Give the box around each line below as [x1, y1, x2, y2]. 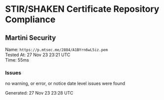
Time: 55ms [5, 57, 30, 63]
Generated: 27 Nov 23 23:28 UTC [5, 90, 73, 96]
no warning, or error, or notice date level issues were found [5, 80, 126, 87]
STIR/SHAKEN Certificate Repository [5, 3, 160, 15]
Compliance [5, 14, 56, 25]
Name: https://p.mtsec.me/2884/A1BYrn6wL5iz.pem [5, 47, 108, 52]
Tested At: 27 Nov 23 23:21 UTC [5, 52, 70, 58]
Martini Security [5, 33, 56, 42]
